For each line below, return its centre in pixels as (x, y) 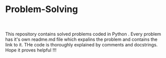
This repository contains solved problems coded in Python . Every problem (83, 34)
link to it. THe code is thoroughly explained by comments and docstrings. (81, 44)
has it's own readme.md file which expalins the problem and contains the (81, 39)
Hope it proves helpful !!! (31, 50)
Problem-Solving (42, 9)
